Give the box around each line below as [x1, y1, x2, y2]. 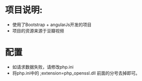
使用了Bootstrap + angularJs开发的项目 [12, 22, 92, 27]
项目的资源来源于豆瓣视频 [12, 27, 64, 33]
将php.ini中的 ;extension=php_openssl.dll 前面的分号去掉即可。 [12, 70, 140, 76]
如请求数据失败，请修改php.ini [12, 64, 74, 70]
